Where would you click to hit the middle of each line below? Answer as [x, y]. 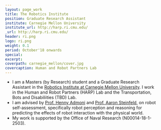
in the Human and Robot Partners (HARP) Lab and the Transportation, [82, 92]
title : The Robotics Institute [37, 14]
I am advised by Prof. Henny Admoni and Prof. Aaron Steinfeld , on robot [84, 103]
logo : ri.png [18, 41]
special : [14, 55]
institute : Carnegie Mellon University [45, 23]
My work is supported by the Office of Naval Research [67, 118]
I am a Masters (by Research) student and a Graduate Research [76, 82]
